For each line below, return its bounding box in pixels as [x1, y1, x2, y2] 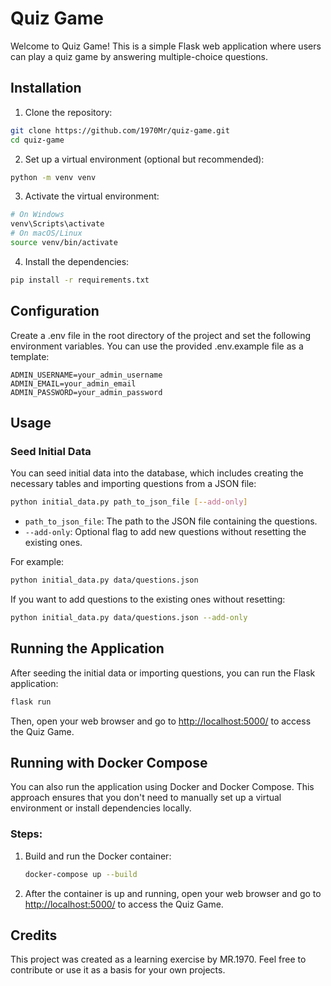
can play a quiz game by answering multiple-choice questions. [10, 50, 269, 62]
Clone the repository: [24, 106, 113, 118]
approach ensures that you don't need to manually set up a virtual [10, 792, 282, 804]
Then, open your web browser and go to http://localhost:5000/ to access [10, 715, 312, 727]
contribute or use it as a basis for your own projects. [10, 964, 226, 976]
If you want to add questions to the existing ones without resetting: [10, 593, 286, 605]
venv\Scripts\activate [10, 219, 105, 229]
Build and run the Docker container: [24, 850, 172, 862]
